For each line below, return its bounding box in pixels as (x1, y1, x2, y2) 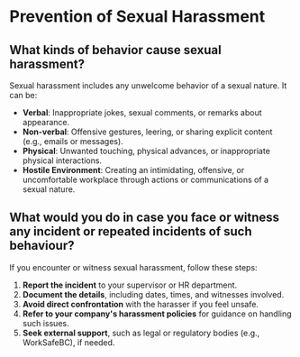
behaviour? (9, 238, 75, 253)
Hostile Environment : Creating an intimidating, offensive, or (22, 165, 245, 175)
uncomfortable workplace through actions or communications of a (22, 174, 268, 185)
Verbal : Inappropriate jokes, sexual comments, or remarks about (22, 107, 263, 118)
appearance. (22, 117, 70, 127)
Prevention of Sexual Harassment (9, 6, 266, 27)
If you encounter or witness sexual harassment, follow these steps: (9, 261, 259, 272)
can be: (9, 90, 38, 100)
